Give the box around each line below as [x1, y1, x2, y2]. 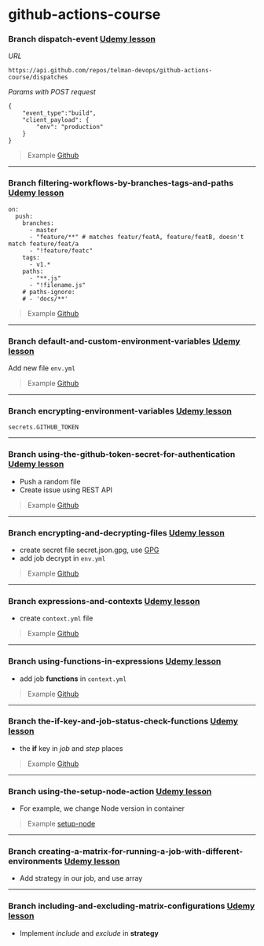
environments [8, 856, 63, 867]
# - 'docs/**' [22, 295, 68, 303]
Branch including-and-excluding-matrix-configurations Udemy [8, 900, 255, 911]
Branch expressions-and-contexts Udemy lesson [8, 595, 200, 606]
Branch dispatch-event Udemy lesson [8, 34, 156, 45]
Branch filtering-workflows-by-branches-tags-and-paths [8, 178, 234, 189]
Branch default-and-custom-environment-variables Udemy [8, 336, 241, 347]
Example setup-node [27, 819, 96, 829]
